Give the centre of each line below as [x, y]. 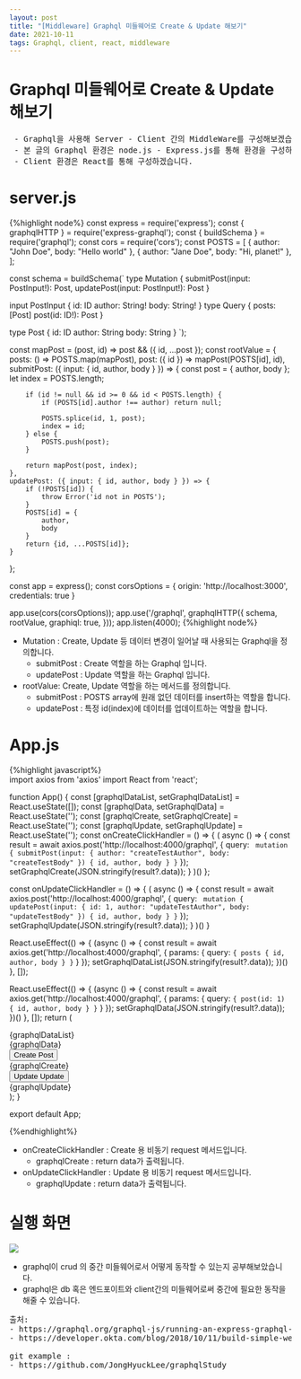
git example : [40, 1356]
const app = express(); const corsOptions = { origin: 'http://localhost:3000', [149, 586]
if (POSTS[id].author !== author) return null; [132, 403]
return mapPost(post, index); [82, 466]
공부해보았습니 [257, 1266]
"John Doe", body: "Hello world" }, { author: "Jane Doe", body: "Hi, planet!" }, [150, 251]
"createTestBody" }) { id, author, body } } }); [99, 862]
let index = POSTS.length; [57, 379]
